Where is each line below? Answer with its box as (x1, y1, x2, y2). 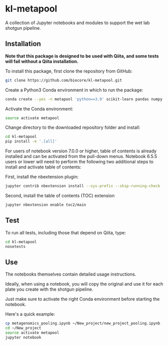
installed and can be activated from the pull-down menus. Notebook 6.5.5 (5, 153, 157, 159)
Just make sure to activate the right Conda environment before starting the (5, 296, 160, 302)
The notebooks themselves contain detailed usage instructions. (5, 271, 136, 277)
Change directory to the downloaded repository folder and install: (5, 124, 140, 131)
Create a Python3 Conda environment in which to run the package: (5, 87, 143, 93)
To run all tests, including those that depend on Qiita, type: (5, 229, 126, 235)
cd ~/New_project (5, 325, 42, 331)
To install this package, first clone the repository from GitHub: (5, 68, 133, 74)
